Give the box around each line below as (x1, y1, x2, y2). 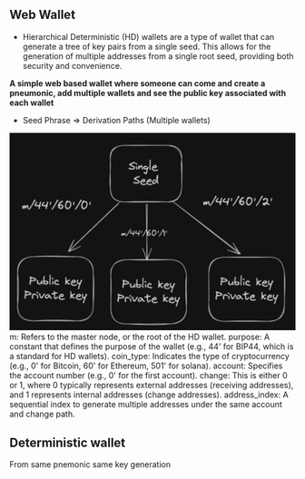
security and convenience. (22, 60, 123, 71)
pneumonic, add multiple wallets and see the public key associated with (9, 87, 287, 98)
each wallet (9, 97, 54, 108)
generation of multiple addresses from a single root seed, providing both (22, 50, 294, 62)
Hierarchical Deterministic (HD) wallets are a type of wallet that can (22, 31, 275, 42)
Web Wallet (9, 7, 75, 23)
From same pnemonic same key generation (9, 459, 171, 470)
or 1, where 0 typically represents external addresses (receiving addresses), (9, 380, 294, 391)
